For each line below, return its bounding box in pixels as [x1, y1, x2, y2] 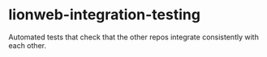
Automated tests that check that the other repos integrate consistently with [8, 32, 260, 42]
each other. [8, 40, 47, 50]
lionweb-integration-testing [8, 6, 201, 24]
